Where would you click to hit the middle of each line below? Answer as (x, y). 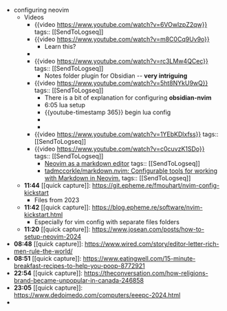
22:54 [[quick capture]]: (48, 273)
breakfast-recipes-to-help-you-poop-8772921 (79, 266)
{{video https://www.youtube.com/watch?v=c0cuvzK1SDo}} (119, 149)
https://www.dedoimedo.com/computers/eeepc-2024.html (97, 295)
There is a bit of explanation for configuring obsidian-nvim (128, 98)
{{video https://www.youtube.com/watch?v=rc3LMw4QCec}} (121, 61)
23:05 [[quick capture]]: (48, 288)
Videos (34, 17)
